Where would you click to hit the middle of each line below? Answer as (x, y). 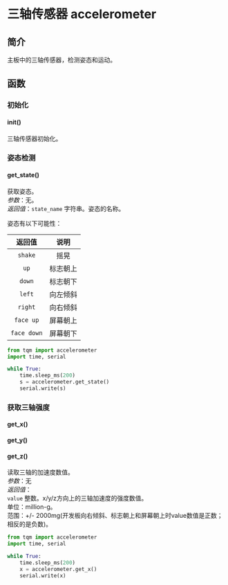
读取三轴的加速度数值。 (40, 472)
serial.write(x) (43, 575)
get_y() (17, 440)
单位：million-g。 (32, 507)
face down (27, 333)
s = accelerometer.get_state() (65, 382)
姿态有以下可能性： (35, 223)
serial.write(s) (43, 388)
